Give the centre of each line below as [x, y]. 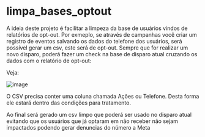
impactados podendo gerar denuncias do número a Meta [78, 127]
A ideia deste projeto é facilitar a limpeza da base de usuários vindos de [97, 28]
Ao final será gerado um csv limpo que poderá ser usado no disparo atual [99, 114]
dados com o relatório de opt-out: [49, 61]
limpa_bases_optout [59, 11]
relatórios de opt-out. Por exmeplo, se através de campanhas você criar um [102, 34]
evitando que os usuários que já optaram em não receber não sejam [92, 121]
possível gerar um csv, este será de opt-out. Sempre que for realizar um [97, 48]
